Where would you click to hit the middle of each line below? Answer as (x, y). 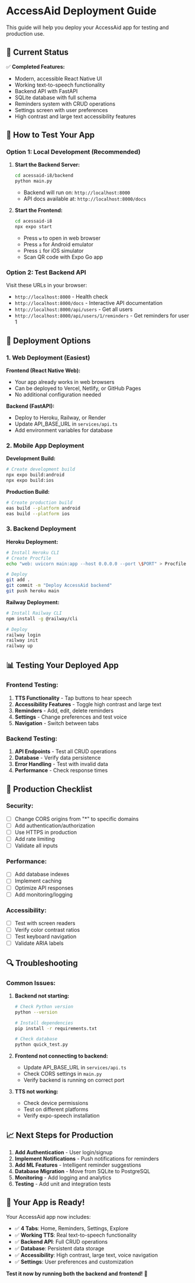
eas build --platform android (43, 508)
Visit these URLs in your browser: (47, 285)
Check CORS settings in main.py (63, 1074)
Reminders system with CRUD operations (65, 104)
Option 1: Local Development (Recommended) (73, 152)
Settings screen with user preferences (61, 110)
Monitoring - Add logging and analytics (63, 1177)
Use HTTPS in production (46, 832)
